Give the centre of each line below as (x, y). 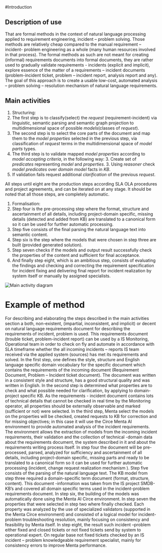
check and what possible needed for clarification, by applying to (69, 390)
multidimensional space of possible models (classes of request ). (75, 128)
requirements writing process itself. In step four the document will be (74, 447)
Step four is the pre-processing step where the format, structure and (80, 209)
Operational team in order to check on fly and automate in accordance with (80, 344)
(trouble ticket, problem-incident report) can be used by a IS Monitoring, (77, 339)
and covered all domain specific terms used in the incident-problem (82, 488)
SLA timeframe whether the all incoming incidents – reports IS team (72, 349)
